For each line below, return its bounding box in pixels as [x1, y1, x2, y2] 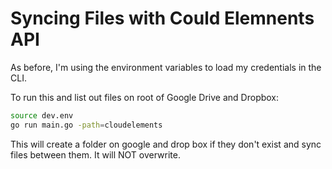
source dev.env [10, 110, 74, 121]
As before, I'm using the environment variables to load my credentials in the [10, 61, 322, 73]
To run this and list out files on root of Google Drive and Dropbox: [10, 91, 280, 103]
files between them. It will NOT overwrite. [10, 148, 181, 161]
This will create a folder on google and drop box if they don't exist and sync [10, 138, 322, 150]
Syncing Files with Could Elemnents [10, 7, 315, 30]
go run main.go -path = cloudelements [10, 120, 163, 130]
